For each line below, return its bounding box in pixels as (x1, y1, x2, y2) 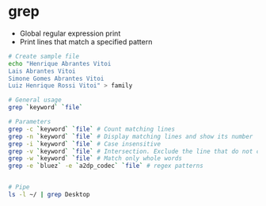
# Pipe (8, 183, 30, 192)
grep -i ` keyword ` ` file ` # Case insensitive (8, 139, 161, 148)
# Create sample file (8, 52, 80, 60)
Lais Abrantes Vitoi (8, 67, 77, 75)
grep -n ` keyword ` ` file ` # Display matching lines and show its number (8, 132, 253, 140)
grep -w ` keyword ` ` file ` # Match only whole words (8, 154, 182, 162)
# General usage (8, 96, 62, 105)
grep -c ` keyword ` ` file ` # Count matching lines (8, 125, 176, 133)
